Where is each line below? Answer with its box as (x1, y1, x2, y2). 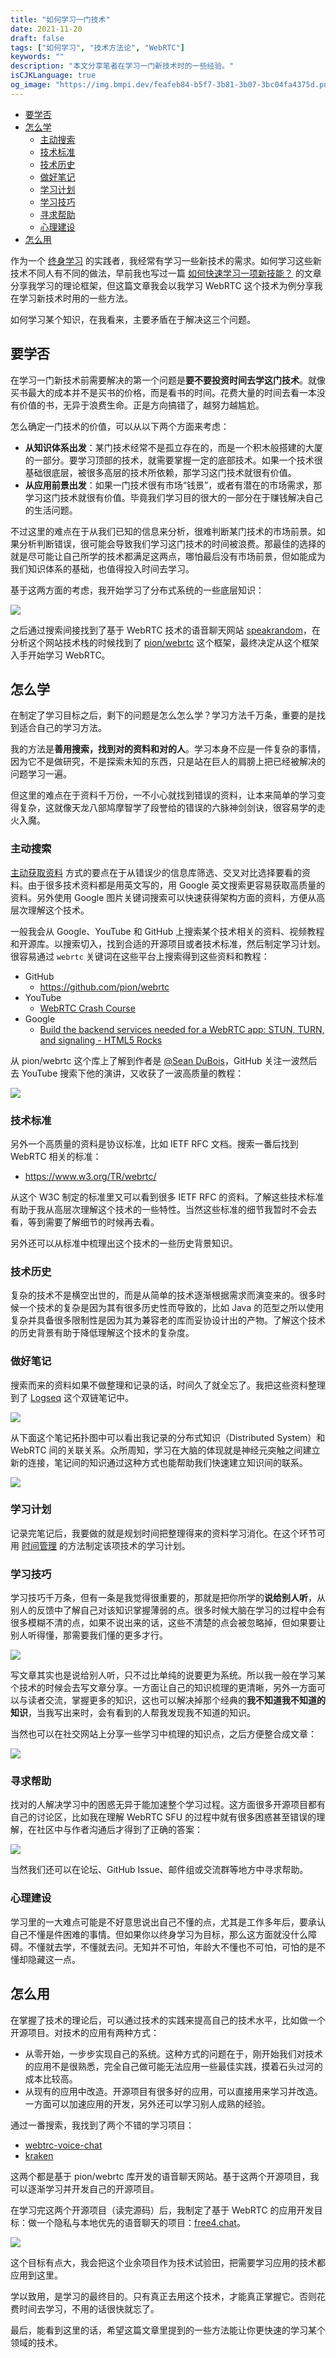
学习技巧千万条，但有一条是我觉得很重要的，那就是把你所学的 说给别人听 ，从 (10, 1592, 326, 1604)
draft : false (10, 33, 65, 43)
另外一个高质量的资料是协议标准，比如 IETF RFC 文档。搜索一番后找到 (10, 1137, 299, 1150)
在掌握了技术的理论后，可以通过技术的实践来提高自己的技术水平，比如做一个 (10, 2014, 326, 2026)
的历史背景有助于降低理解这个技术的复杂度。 (10, 1327, 195, 1339)
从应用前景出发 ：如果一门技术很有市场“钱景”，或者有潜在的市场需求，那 (24, 479, 323, 491)
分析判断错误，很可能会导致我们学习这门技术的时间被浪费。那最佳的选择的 (18, 537, 326, 550)
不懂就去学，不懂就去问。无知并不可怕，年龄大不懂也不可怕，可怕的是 (27, 1941, 317, 1953)
